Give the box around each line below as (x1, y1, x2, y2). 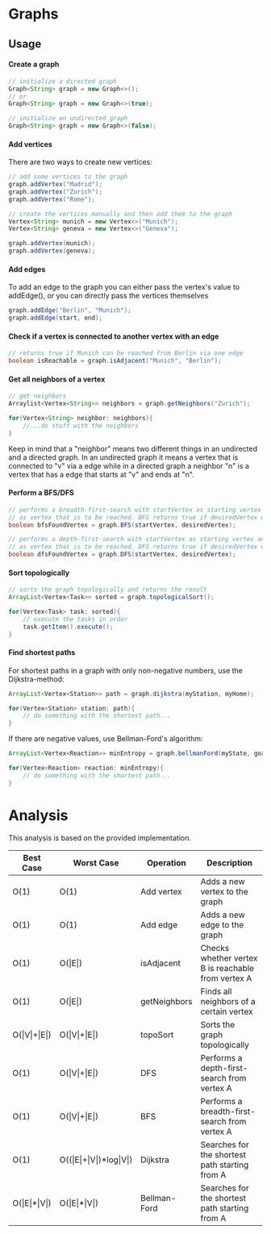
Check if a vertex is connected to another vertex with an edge (8, 331, 219, 341)
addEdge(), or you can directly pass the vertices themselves (8, 291, 209, 301)
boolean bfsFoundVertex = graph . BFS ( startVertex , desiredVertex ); (8, 521, 236, 529)
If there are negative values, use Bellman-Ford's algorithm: (8, 734, 203, 744)
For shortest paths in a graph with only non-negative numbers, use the (8, 665, 244, 675)
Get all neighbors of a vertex (8, 374, 106, 384)
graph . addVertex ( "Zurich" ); (8, 187, 103, 196)
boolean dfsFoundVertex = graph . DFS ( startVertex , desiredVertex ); (8, 550, 236, 559)
